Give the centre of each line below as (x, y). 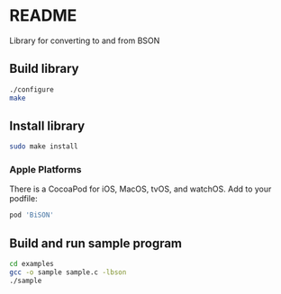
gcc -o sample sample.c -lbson (68, 272)
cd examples (32, 264)
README (43, 16)
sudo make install (44, 147)
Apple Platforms (45, 170)
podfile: (23, 199)
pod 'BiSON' (32, 215)
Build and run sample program (96, 243)
